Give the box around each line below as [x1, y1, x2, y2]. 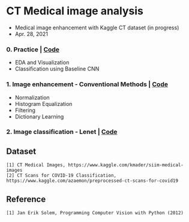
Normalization [14, 94, 50, 101]
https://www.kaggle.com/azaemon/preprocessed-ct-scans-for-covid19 [6, 178, 179, 184]
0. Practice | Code [6, 45, 60, 53]
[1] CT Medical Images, [6, 162, 66, 168]
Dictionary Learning [14, 112, 64, 120]
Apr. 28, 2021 [14, 30, 48, 37]
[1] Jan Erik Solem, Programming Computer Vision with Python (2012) [6, 210, 184, 216]
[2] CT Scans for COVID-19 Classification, [6, 172, 117, 179]
